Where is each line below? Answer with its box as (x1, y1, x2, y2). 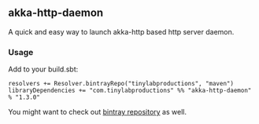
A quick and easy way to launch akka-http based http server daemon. (8, 27, 235, 36)
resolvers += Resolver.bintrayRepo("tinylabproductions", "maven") (8, 80, 235, 88)
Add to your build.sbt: (8, 64, 79, 74)
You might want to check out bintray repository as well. (8, 108, 187, 117)
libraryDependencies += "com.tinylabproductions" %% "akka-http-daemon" (8, 86, 252, 95)
